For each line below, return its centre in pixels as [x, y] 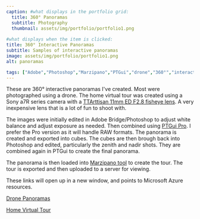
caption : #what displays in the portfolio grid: [68, 12]
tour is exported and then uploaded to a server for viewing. [78, 169]
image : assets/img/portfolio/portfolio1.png [62, 56]
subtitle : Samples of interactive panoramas [62, 51]
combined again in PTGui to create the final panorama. [73, 151]
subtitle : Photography [40, 23]
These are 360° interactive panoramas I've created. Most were [83, 89]
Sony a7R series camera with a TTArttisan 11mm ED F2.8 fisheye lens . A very [100, 102]
